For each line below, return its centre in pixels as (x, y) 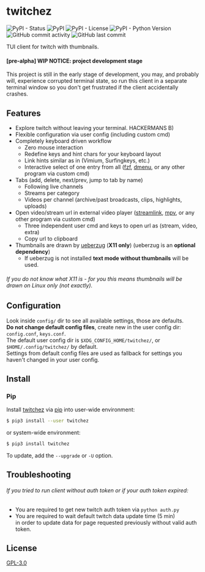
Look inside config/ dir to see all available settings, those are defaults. (95, 321)
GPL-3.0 (17, 563)
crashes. (17, 94)
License (22, 548)
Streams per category (52, 193)
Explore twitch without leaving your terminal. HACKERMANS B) (95, 128)
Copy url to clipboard (51, 238)
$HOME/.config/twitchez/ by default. (52, 346)
